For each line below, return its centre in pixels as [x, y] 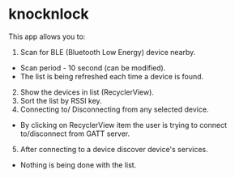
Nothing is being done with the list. [78, 165]
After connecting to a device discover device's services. [114, 149]
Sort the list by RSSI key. [61, 100]
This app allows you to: [47, 36]
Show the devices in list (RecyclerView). [87, 92]
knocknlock [49, 14]
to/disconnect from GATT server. [75, 133]
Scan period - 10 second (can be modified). [93, 68]
